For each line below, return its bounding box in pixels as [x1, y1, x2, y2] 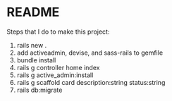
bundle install [16, 55, 56, 64]
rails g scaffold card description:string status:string [16, 78, 166, 86]
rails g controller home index [16, 63, 100, 72]
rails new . [16, 41, 47, 49]
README [6, 4, 60, 20]
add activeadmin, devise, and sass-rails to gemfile [16, 48, 164, 57]
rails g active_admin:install [16, 71, 94, 79]
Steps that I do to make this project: [6, 27, 110, 36]
